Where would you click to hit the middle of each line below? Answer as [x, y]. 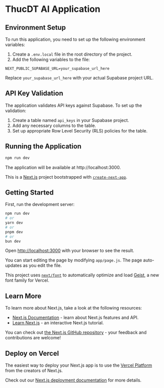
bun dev [13, 241]
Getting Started [29, 192]
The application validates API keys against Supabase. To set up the [74, 105]
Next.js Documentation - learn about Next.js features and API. [75, 318]
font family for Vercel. [27, 280]
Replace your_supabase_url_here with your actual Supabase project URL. [79, 78]
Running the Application [43, 147]
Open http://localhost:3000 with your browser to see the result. [70, 251]
